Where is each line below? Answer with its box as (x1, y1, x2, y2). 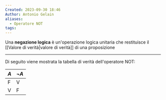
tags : (5, 26, 16, 31)
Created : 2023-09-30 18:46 (5, 7, 61, 12)
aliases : (5, 16, 23, 21)
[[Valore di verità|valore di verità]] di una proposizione (5, 45, 115, 50)
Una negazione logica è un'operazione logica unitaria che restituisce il (5, 39, 149, 45)
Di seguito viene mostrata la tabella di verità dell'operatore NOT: (5, 59, 136, 65)
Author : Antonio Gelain (5, 12, 54, 17)
